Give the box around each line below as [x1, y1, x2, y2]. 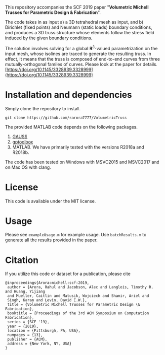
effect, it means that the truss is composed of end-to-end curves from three [5, 56, 160, 62]
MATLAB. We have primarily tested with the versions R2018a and [12, 144, 144, 150]
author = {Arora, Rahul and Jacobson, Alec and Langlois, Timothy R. [7, 285, 154, 290]
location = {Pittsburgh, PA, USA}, [7, 328, 81, 333]
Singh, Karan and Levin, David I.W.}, [7, 298, 87, 303]
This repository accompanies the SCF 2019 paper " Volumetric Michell [5, 4, 149, 10]
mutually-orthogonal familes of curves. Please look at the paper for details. [5, 61, 158, 67]
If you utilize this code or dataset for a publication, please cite [5, 271, 131, 277]
